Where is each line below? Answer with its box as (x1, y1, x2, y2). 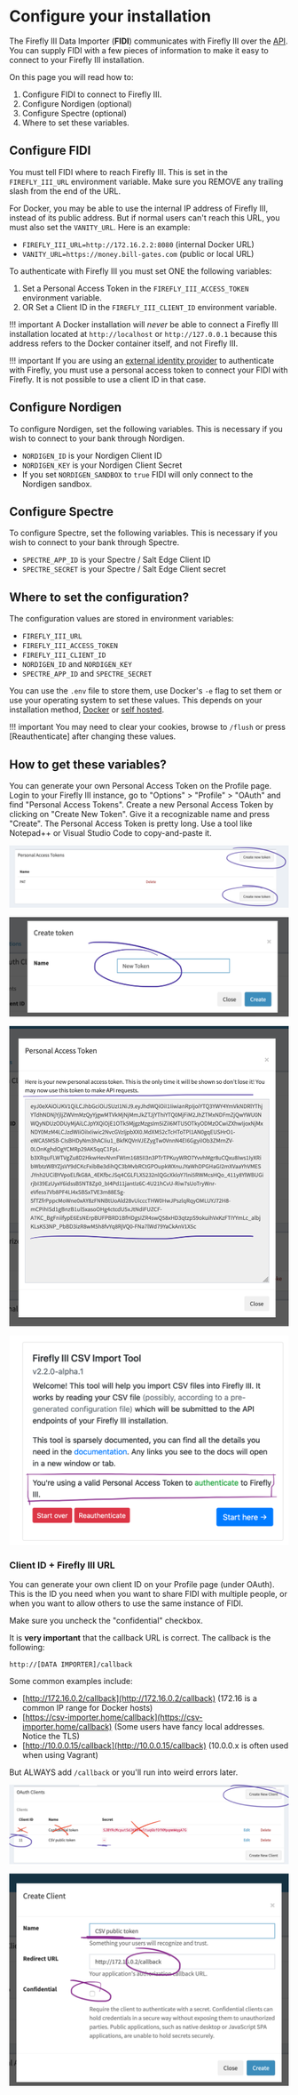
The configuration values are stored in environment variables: (9, 614, 234, 624)
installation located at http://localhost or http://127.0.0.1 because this (9, 328, 278, 339)
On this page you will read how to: (9, 71, 134, 82)
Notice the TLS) (21, 1731, 80, 1742)
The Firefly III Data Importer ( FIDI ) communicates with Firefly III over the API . (9, 36, 288, 46)
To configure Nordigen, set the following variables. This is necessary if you (9, 423, 284, 434)
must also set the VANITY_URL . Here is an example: (9, 221, 191, 232)
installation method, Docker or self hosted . (9, 704, 165, 715)
